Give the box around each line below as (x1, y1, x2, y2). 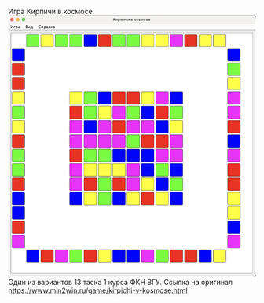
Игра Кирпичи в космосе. (8, 7, 95, 16)
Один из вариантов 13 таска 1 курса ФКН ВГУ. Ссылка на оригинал (8, 278, 233, 287)
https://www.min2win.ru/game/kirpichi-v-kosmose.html (8, 286, 188, 295)
